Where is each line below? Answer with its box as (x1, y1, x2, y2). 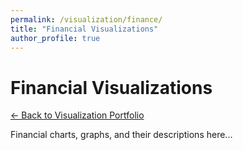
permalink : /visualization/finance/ (10, 14, 163, 25)
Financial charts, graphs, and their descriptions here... (10, 129, 233, 141)
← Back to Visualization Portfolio (10, 109, 145, 121)
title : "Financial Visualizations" (10, 24, 159, 34)
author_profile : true (10, 33, 101, 43)
